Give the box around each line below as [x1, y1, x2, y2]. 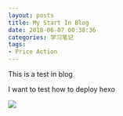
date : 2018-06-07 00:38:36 [8, 26, 96, 34]
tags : [8, 41, 26, 49]
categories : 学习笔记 [8, 33, 74, 42]
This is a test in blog [8, 70, 73, 78]
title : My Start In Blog [8, 19, 89, 27]
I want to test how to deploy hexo [8, 85, 116, 94]
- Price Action [8, 48, 58, 56]
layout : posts [8, 11, 55, 20]
